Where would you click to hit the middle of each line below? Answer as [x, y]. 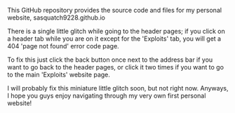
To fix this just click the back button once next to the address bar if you [110, 60]
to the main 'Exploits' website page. [59, 74]
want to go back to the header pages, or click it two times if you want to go [116, 67]
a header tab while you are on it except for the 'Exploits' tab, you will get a [114, 39]
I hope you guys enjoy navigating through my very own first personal [107, 95]
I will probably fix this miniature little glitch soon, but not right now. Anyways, [118, 88]
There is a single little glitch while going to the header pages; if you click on [116, 31]
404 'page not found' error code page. [63, 46]
